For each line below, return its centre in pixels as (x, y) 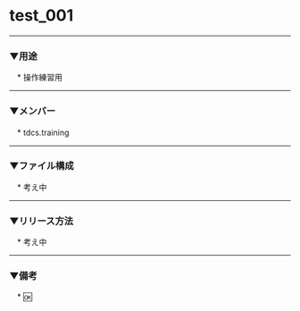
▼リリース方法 (42, 221)
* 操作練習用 (39, 78)
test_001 (42, 16)
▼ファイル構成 (42, 166)
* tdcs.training (43, 132)
